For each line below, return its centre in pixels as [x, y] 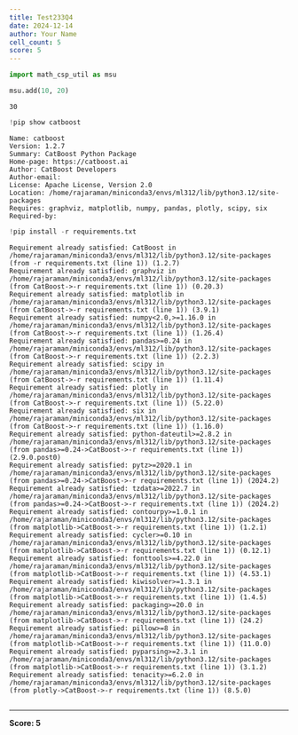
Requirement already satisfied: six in [83, 411]
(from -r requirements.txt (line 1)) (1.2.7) [94, 263]
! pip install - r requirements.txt [73, 232]
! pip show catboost [45, 122]
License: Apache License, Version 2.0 [81, 185]
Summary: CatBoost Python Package [73, 154]
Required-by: [33, 216]
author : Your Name [43, 34]
